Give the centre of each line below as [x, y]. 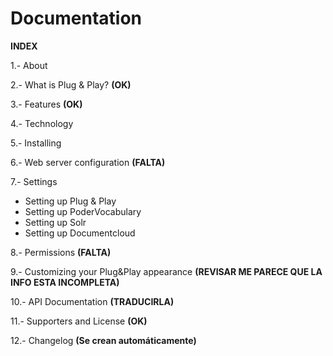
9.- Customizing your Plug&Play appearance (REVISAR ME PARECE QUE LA [166, 271]
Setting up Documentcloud [80, 233]
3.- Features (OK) [46, 104]
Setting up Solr [55, 222]
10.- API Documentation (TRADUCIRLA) [92, 301]
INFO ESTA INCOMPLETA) [65, 282]
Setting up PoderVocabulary [83, 211]
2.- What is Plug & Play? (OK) [71, 84]
